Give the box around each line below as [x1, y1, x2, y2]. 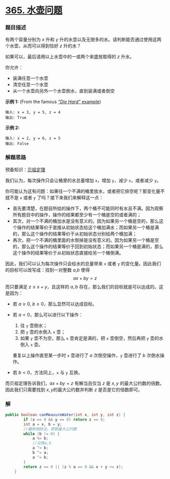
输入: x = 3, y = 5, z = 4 [5, 110, 61, 115]
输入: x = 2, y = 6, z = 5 [5, 136, 61, 141]
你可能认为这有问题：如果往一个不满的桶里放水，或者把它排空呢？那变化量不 [5, 188, 165, 194]
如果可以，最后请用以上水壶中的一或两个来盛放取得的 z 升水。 [5, 54, 135, 60]
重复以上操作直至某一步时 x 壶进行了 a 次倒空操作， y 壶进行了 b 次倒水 [12, 352, 160, 358]
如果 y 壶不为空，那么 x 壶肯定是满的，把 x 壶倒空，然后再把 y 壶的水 [20, 335, 163, 341]
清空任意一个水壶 [12, 82, 49, 88]
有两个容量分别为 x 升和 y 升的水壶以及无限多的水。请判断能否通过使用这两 [5, 37, 162, 43]
